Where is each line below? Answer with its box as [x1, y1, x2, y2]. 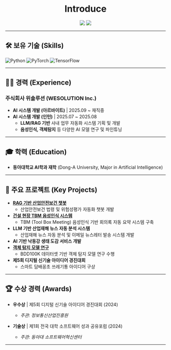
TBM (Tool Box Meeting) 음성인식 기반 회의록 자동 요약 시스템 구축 [20, 219, 154, 225]
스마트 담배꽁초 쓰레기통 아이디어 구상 [20, 263, 96, 270]
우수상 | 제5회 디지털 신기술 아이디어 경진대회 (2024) [12, 301, 118, 307]
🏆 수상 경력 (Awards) [5, 285, 72, 293]
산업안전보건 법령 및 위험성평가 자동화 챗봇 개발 [20, 206, 115, 212]
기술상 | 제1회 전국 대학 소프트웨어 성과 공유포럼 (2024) [12, 323, 123, 329]
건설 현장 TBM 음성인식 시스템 [12, 212, 73, 219]
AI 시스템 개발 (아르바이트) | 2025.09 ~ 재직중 [12, 107, 104, 114]
